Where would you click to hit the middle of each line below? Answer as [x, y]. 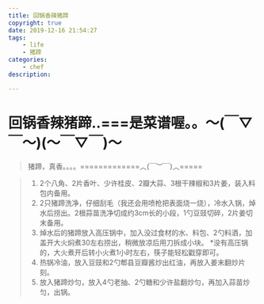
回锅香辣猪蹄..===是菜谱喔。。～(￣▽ [131, 123]
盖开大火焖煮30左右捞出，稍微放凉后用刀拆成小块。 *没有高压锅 [144, 242]
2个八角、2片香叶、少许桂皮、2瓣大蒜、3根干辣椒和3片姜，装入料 [147, 183]
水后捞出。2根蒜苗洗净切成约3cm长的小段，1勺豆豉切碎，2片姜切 [146, 213]
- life [33, 45]
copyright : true [35, 23]
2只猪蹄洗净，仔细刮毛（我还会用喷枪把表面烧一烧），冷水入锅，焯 [147, 203]
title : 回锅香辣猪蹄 [38, 15]
